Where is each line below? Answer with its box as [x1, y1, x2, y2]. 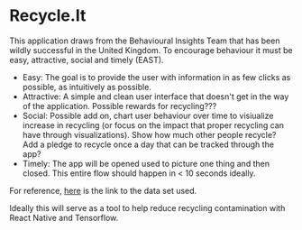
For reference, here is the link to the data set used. [9, 185, 197, 196]
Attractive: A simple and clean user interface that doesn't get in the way [22, 91, 289, 102]
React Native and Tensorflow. [9, 212, 119, 223]
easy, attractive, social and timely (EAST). [9, 54, 164, 65]
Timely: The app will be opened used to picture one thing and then [22, 158, 270, 169]
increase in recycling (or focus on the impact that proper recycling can [22, 119, 285, 131]
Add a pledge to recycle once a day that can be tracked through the [22, 139, 275, 150]
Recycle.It [9, 5, 87, 26]
